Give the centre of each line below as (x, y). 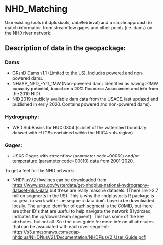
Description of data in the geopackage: (66, 48)
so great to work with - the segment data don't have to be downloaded (83, 201)
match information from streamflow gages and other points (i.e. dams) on (79, 27)
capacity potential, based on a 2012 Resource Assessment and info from (85, 89)
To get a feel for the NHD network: (40, 171)
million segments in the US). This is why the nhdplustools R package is (83, 196)
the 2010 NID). (27, 93)
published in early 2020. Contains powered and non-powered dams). (81, 104)
